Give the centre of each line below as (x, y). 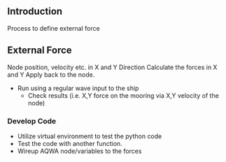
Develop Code (32, 121)
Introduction (35, 12)
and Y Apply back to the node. (51, 74)
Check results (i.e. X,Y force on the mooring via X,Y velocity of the (123, 95)
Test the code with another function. (70, 143)
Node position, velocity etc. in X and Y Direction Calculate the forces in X (112, 67)
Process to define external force (54, 28)
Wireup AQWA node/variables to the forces (79, 151)
